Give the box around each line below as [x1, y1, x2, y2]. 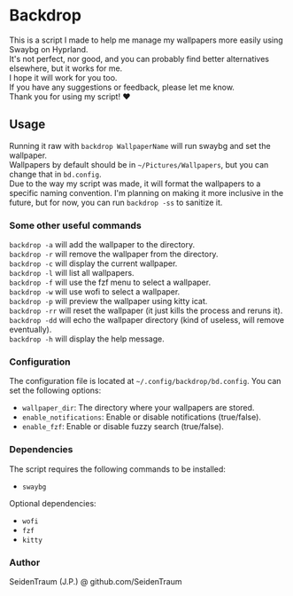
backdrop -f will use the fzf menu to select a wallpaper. [9, 277, 211, 288]
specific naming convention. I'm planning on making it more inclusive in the [9, 187, 284, 198]
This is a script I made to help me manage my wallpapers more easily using [9, 35, 283, 45]
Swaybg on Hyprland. [9, 43, 89, 54]
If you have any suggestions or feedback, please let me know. [9, 82, 235, 92]
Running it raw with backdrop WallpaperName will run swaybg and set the [9, 140, 272, 151]
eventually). [9, 325, 52, 335]
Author [9, 556, 41, 569]
